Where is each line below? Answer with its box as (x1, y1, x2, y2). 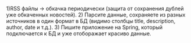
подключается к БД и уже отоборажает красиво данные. (6, 30, 152, 37)
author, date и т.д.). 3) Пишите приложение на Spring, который (6, 24, 163, 31)
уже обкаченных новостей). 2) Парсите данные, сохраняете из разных (6, 11, 186, 18)
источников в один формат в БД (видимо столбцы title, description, (6, 18, 176, 24)
